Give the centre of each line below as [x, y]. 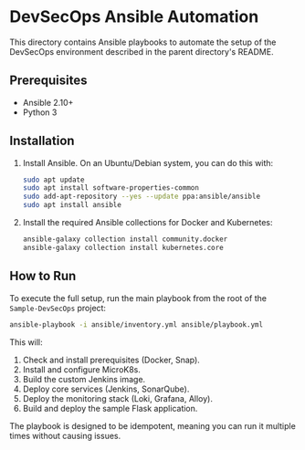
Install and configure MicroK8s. [82, 369]
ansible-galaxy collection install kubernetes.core [123, 247]
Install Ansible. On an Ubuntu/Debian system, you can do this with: [148, 162]
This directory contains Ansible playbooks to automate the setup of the [143, 42]
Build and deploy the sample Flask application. [110, 408]
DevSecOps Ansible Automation [134, 17]
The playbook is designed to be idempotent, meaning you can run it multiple [153, 425]
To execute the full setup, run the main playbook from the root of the [138, 298]
